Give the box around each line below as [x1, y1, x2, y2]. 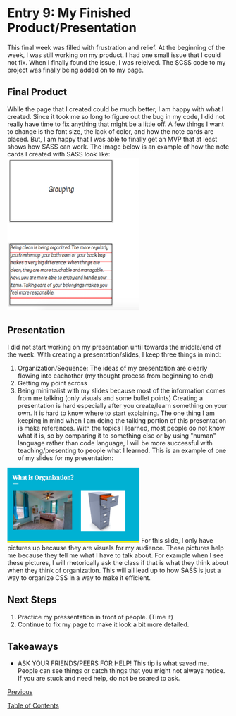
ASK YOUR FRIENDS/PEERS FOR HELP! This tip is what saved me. [17, 659, 209, 667]
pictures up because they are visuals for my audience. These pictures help [7, 543, 224, 552]
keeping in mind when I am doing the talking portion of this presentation [17, 416, 227, 425]
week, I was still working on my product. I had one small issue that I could [7, 51, 221, 59]
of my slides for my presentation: [17, 454, 114, 462]
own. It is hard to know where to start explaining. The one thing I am [17, 409, 215, 417]
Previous [7, 688, 33, 696]
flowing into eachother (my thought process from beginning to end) [17, 371, 213, 380]
